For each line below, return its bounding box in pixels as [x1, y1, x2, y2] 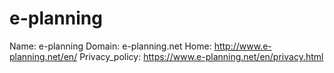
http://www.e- [213, 40, 272, 52]
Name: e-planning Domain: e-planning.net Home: [9, 40, 212, 52]
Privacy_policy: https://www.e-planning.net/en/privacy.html [79, 50, 324, 62]
